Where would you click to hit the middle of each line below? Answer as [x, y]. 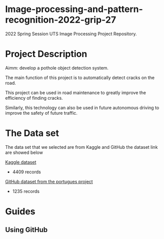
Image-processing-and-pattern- [74, 9]
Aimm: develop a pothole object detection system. [57, 68]
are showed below [24, 152]
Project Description [46, 54]
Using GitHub [26, 230]
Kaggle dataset [21, 162]
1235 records [26, 191]
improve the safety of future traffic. [41, 113]
